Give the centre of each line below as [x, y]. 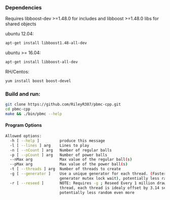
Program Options [24, 125]
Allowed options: [24, 136]
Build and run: [23, 94]
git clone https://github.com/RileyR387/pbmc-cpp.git [63, 105]
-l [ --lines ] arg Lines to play [50, 145]
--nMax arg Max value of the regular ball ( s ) [71, 159]
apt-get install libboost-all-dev [42, 62]
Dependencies [24, 8]
